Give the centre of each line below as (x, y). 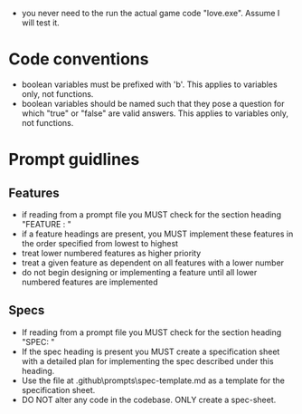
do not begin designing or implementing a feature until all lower (139, 272)
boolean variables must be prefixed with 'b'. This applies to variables (149, 84)
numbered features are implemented (90, 282)
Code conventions (79, 59)
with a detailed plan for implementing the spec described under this (147, 361)
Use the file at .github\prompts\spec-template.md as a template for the (153, 380)
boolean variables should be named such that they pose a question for (153, 103)
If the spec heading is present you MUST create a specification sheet (151, 351)
